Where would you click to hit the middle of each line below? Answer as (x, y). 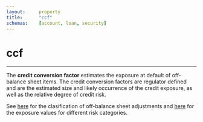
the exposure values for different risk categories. (67, 113)
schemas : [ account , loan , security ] (56, 23)
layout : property (34, 12)
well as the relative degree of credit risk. (56, 95)
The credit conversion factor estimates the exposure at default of (89, 75)
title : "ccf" (29, 18)
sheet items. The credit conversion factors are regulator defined (107, 82)
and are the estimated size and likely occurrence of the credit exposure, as (99, 88)
